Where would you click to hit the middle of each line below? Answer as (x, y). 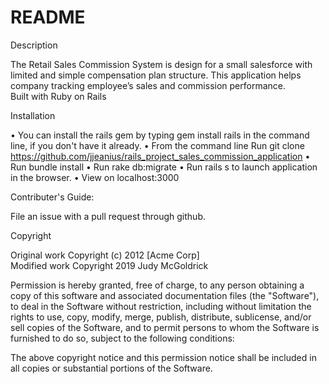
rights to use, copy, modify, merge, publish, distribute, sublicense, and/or (161, 317)
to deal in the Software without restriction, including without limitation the (161, 306)
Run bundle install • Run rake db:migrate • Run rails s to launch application (164, 167)
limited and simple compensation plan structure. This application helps (156, 75)
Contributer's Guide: (52, 197)
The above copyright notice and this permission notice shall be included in (163, 357)
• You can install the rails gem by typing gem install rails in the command (160, 135)
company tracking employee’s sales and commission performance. (148, 85)
